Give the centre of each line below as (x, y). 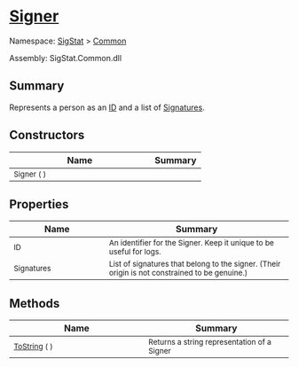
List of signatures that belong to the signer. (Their (195, 264)
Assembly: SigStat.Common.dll (66, 58)
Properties (39, 204)
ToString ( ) (33, 347)
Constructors (47, 135)
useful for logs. (135, 252)
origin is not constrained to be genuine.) (179, 273)
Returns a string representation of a (210, 342)
